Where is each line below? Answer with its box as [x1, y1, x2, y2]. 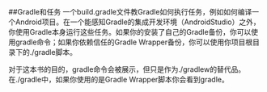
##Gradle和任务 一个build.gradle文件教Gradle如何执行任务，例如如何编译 [8, 7, 252, 16]
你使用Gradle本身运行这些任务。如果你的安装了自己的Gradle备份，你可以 [8, 27, 252, 36]
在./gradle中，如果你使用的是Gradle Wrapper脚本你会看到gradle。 [8, 75, 229, 84]
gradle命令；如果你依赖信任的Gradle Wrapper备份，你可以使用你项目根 [15, 37, 253, 47]
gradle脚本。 [34, 48, 77, 56]
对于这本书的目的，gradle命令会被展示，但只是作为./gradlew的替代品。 [8, 65, 245, 74]
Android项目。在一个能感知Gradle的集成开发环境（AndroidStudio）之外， [15, 17, 261, 27]
